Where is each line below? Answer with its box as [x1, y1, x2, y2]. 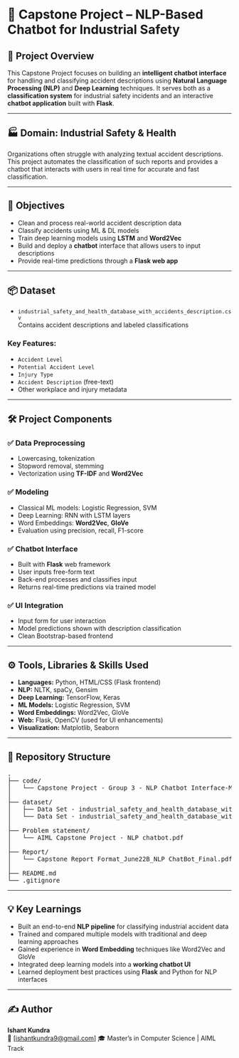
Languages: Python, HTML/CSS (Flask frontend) [17, 678, 161, 686]
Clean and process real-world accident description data [17, 219, 182, 227]
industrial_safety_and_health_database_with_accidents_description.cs [17, 308, 232, 315]
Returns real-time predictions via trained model [17, 583, 156, 592]
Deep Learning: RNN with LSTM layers [17, 510, 131, 519]
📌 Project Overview [7, 50, 95, 62]
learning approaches [17, 937, 79, 946]
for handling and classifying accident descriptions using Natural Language [7, 76, 228, 85]
